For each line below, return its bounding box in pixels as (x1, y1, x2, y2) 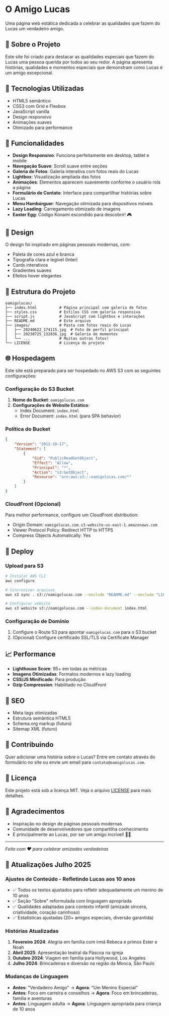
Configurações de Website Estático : (12, 402, 90, 408)
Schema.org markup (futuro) (12, 721, 72, 727)
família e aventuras (12, 995, 52, 1001)
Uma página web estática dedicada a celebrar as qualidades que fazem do (5, 20, 160, 26)
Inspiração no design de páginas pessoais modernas (12, 820, 122, 826)
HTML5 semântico (12, 97, 51, 104)
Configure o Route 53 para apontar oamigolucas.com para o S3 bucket (12, 629, 157, 635)
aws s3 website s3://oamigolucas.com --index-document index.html (5, 606, 147, 611)
